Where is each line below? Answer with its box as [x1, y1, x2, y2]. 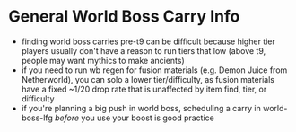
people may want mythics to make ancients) [21, 55, 185, 66]
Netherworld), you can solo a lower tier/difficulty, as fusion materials [21, 74, 275, 84]
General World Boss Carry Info [8, 6, 240, 27]
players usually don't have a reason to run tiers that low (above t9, [21, 45, 266, 56]
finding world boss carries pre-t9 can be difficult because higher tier [21, 36, 275, 47]
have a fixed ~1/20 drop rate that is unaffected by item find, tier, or [21, 84, 267, 94]
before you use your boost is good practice [54, 112, 214, 123]
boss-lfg [21, 112, 53, 123]
